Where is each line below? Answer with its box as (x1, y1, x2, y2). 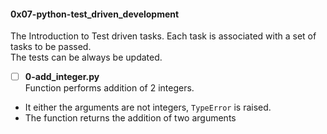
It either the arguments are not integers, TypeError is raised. (24, 101, 272, 114)
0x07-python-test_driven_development (10, 8, 180, 20)
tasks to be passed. (10, 41, 92, 53)
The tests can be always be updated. (10, 51, 163, 64)
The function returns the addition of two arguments (24, 112, 237, 124)
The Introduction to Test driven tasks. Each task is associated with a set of (10, 30, 317, 42)
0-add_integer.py (24, 71, 100, 83)
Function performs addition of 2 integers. (24, 82, 195, 94)
